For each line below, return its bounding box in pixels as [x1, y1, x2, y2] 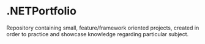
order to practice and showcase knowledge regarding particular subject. [6, 30, 189, 37]
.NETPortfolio [6, 4, 76, 18]
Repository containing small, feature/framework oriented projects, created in [6, 24, 199, 31]
